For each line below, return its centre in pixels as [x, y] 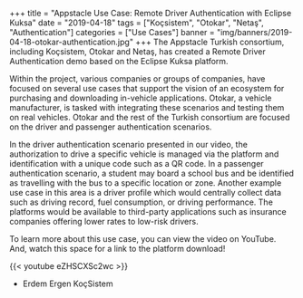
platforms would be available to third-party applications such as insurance [148, 211]
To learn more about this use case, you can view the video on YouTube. [143, 239]
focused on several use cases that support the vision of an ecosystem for [147, 88]
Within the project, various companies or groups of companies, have [137, 79]
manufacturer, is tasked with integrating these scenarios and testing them [147, 107]
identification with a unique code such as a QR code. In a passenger [137, 163]
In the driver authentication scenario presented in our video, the [128, 144]
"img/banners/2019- [254, 32]
